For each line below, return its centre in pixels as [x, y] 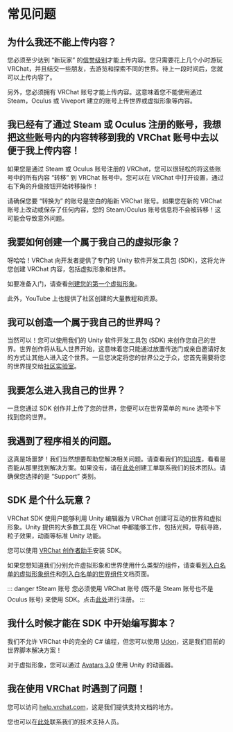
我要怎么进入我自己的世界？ [67, 390]
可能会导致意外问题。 [37, 218]
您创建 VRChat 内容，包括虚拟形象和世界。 [68, 269]
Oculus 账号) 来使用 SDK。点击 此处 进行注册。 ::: [76, 599]
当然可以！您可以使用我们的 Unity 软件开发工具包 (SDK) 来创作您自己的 [109, 340]
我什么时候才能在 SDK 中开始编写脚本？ [92, 623]
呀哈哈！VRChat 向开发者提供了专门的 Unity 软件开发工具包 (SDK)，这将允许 [116, 260]
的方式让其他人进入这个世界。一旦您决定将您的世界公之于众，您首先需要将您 [116, 357]
